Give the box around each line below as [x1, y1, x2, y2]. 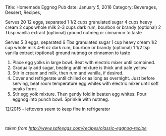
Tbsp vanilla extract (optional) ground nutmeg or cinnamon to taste [5, 30, 142, 35]
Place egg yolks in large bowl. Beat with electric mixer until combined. [12, 60, 156, 65]
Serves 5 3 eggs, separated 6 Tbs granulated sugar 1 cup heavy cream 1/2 [5, 39, 158, 45]
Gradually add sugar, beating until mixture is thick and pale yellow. [12, 65, 148, 70]
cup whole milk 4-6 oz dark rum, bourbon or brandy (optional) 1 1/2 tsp [5, 45, 150, 50]
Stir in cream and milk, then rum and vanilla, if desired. [12, 70, 124, 76]
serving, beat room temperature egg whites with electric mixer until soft [12, 80, 159, 86]
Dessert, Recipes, [5, 9, 41, 15]
